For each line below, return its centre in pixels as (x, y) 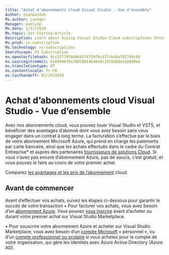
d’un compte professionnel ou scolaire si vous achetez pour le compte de (81, 237)
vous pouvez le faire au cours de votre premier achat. (61, 162)
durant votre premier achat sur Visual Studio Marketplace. (65, 216)
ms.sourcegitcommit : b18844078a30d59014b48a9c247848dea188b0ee (73, 61)
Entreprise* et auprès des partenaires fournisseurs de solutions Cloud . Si (81, 152)
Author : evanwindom (26, 15)
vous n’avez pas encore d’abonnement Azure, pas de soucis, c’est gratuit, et (84, 157)
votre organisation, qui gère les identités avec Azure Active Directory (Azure (84, 242)
